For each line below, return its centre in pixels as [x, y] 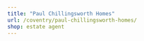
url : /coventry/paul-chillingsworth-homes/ [72, 20]
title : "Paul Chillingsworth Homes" [61, 14]
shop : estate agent [36, 26]
